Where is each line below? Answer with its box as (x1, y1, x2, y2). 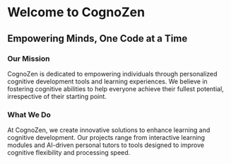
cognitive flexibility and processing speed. (7, 148, 131, 157)
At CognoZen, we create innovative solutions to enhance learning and (7, 126, 211, 134)
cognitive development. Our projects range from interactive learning (7, 134, 206, 142)
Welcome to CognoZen (7, 4, 146, 20)
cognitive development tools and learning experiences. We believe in (7, 77, 208, 86)
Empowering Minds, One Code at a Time (7, 33, 188, 45)
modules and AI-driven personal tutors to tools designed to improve (7, 141, 205, 149)
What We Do (7, 110, 52, 119)
